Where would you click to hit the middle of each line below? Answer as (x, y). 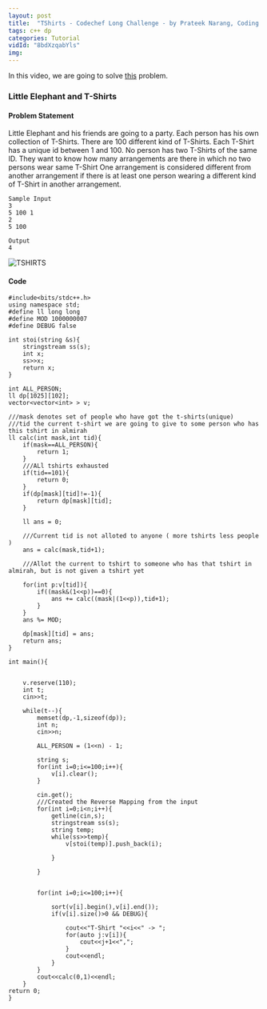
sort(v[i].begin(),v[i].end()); (105, 907)
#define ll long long (44, 312)
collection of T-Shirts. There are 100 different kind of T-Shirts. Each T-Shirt (131, 142)
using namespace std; (44, 305)
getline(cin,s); (78, 816)
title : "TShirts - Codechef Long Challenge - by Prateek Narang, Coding (134, 23)
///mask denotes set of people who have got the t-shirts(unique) (121, 417)
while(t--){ (42, 711)
